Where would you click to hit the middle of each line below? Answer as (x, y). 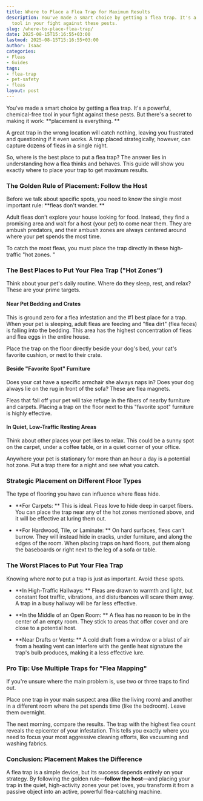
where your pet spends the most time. (54, 236)
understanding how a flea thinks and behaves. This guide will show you (95, 164)
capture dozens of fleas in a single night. (57, 145)
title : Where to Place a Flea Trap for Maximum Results (78, 12)
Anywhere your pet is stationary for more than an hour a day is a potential (98, 459)
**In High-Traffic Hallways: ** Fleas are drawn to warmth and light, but (104, 590)
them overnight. (26, 712)
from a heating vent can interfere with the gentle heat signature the (99, 646)
